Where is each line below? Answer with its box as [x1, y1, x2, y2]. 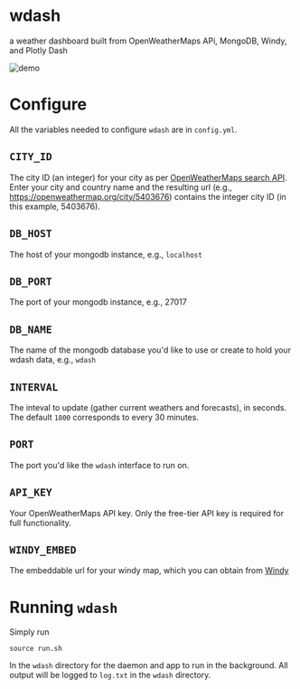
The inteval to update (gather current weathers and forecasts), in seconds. [9, 401, 287, 412]
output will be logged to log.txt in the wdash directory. [9, 670, 211, 681]
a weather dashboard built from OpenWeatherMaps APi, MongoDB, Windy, [9, 35, 287, 46]
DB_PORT [9, 275, 52, 288]
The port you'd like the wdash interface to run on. [9, 459, 190, 470]
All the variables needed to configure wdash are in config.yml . [9, 124, 238, 135]
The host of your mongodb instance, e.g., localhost [9, 249, 203, 260]
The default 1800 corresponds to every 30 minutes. [9, 411, 199, 422]
